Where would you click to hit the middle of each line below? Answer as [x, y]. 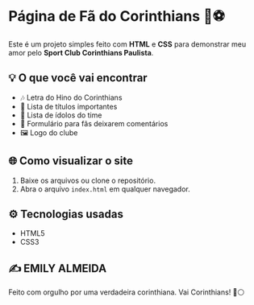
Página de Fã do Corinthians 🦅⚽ [117, 16]
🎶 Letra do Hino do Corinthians [71, 97]
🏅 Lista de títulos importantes [69, 106]
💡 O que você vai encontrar [78, 78]
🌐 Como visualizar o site [71, 161]
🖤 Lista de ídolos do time [61, 115]
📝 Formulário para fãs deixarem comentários [94, 123]
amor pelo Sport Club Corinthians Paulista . [81, 52]
